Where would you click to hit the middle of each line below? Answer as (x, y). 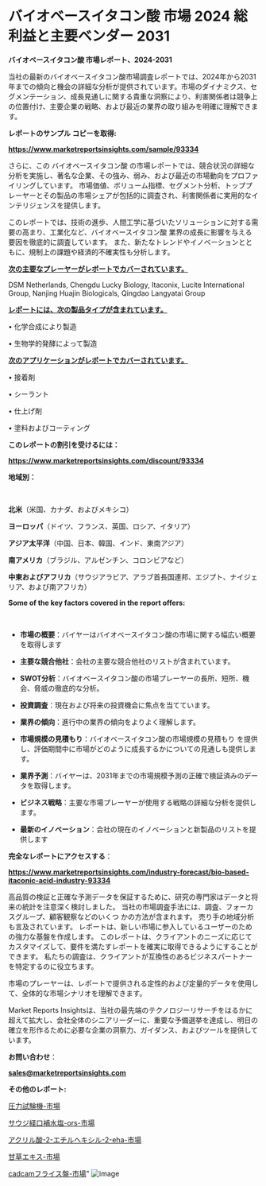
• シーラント (29, 393)
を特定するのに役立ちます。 (53, 966)
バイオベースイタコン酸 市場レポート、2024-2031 (90, 60)
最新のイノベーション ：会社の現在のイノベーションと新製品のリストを (135, 829)
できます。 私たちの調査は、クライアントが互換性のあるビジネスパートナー (130, 956)
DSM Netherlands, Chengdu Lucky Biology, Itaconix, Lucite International (126, 285)
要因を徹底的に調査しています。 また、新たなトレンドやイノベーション (123, 242)
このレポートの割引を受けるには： (64, 444)
